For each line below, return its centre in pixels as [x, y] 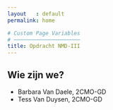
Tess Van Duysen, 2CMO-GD [60, 99]
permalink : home [31, 20]
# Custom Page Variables [44, 33]
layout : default [36, 14]
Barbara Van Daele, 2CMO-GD [62, 92]
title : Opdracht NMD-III [44, 47]
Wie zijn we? [36, 75]
